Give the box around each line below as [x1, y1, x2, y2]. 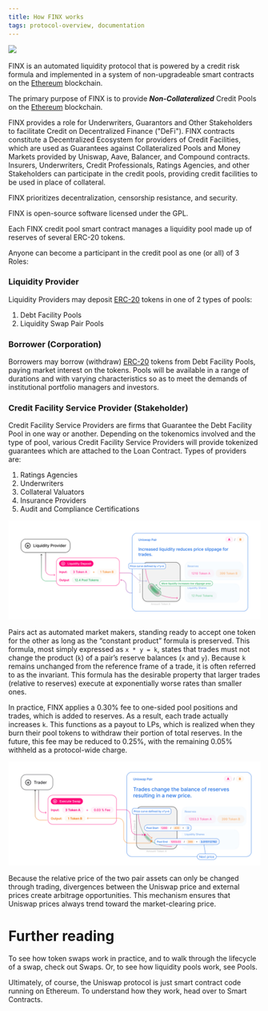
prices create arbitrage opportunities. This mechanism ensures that [8, 890, 230, 900]
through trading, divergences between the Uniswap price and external [8, 882, 240, 892]
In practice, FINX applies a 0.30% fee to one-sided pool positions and [8, 702, 238, 713]
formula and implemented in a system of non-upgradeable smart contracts [8, 69, 254, 79]
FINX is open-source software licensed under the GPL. [8, 208, 189, 218]
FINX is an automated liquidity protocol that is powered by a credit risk [8, 61, 240, 71]
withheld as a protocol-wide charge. [8, 746, 128, 755]
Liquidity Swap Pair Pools [19, 318, 104, 328]
